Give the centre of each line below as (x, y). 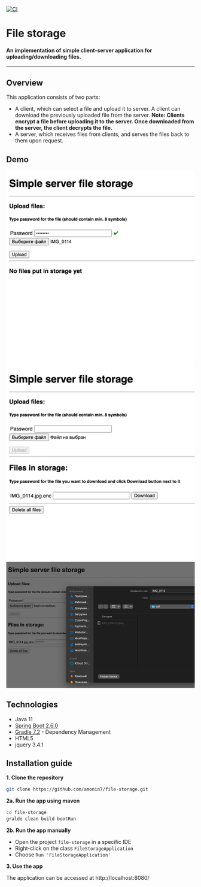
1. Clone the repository (35, 777)
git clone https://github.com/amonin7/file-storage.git (77, 789)
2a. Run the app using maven (43, 801)
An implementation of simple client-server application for (79, 50)
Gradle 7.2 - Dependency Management (63, 732)
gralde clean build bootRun (41, 819)
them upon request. (39, 141)
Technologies (32, 705)
